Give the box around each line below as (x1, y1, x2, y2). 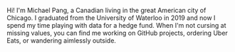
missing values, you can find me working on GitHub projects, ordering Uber (6, 28, 229, 37)
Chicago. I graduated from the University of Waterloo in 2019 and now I (6, 14, 216, 22)
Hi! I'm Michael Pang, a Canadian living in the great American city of (6, 6, 207, 14)
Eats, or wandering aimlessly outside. (6, 36, 117, 45)
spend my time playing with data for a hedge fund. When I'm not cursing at (6, 21, 226, 29)
